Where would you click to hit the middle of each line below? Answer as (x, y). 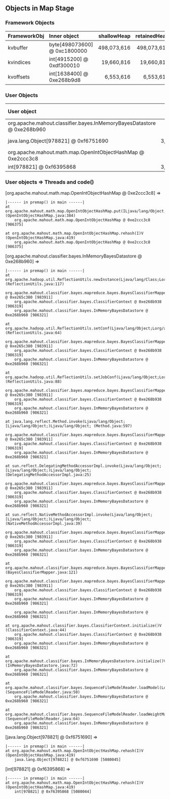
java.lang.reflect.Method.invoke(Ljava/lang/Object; (69, 422)
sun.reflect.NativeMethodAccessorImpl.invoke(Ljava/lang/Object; (82, 515)
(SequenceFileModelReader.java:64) (43, 719)
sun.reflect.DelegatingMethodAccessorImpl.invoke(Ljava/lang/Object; (87, 466)
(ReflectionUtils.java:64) (34, 333)
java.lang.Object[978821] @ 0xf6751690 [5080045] (68, 760)
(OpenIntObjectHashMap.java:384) (40, 216)
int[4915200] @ (69, 59)
